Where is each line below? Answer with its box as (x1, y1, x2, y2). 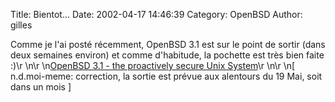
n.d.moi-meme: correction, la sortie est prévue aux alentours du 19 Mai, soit (10, 70, 323, 82)
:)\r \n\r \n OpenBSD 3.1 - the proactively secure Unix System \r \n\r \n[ (10, 60, 296, 71)
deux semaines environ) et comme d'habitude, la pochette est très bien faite (10, 49, 325, 61)
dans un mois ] (10, 81, 72, 93)
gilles (10, 19, 33, 31)
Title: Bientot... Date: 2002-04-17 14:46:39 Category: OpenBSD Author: (10, 9, 303, 20)
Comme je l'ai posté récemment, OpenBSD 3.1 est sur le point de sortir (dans (10, 39, 326, 50)
